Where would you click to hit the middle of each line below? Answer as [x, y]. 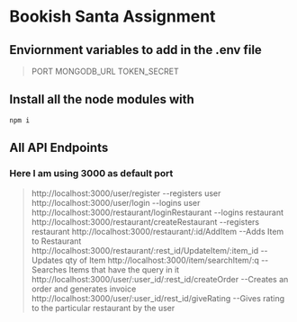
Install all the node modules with [102, 99]
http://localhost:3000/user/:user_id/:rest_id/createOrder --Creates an [160, 279]
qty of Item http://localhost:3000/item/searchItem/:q [162, 260]
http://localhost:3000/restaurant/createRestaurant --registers [145, 221]
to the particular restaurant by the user [103, 308]
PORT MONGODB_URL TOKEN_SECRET [105, 71]
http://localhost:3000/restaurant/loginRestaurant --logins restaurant [157, 212]
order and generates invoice [84, 289]
